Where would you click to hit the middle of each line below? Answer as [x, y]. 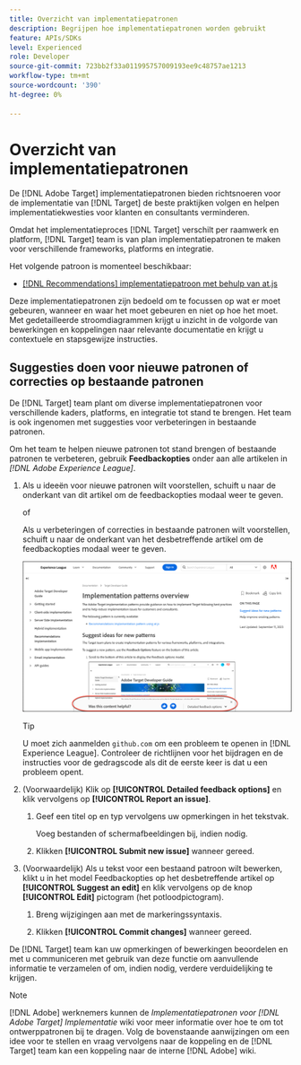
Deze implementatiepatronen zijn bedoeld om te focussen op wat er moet [145, 301]
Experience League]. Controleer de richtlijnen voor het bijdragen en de [153, 753]
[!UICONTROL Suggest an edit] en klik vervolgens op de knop [137, 887]
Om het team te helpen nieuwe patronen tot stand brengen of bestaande [143, 450]
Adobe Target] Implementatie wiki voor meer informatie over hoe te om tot [146, 1022]
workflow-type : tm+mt [50, 76]
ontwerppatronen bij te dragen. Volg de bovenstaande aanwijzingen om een [149, 1032]
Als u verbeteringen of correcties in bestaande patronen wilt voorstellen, [156, 530]
